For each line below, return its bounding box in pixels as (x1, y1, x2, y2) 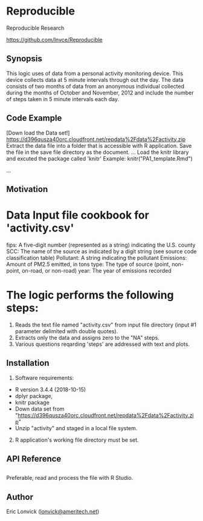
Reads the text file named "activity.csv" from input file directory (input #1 (14, 321, 196, 328)
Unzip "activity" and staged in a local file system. (14, 424, 138, 431)
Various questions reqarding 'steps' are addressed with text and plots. (14, 340, 190, 348)
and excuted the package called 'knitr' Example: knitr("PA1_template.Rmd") (6, 154, 193, 162)
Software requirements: (14, 374, 74, 381)
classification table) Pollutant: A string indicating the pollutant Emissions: (6, 254, 187, 261)
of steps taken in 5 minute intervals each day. (6, 95, 120, 102)
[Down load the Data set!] (6, 129, 70, 136)
